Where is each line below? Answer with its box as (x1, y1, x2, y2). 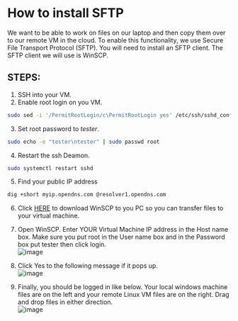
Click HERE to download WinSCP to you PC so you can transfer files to (17, 204, 224, 213)
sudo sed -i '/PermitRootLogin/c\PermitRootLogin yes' (7, 111, 173, 118)
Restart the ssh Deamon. (17, 151, 90, 159)
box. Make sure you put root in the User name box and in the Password (17, 232, 225, 242)
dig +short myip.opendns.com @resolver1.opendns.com (7, 191, 166, 198)
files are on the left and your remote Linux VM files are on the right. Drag (17, 291, 229, 299)
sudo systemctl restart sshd (7, 164, 93, 171)
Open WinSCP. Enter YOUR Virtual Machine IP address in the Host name (17, 225, 229, 234)
